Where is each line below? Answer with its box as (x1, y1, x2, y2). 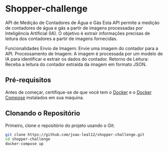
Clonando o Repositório (5, 109, 80, 118)
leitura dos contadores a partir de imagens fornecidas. (5, 36, 118, 42)
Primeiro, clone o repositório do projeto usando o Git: (5, 122, 115, 128)
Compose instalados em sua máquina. (5, 94, 84, 100)
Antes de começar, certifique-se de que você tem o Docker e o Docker (5, 89, 152, 95)
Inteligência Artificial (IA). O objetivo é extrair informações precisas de (5, 30, 150, 36)
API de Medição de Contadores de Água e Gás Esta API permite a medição (5, 20, 159, 26)
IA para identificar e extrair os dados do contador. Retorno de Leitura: (5, 56, 149, 62)
